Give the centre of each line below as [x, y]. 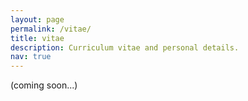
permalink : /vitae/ [51, 29]
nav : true [31, 57]
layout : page [37, 19]
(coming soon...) [44, 85]
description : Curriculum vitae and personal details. [125, 47]
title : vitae [37, 38]
